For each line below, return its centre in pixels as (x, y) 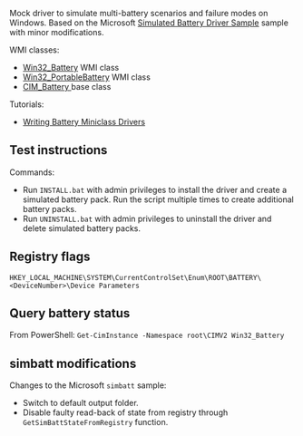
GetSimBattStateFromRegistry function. (95, 422)
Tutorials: (27, 104)
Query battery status (70, 313)
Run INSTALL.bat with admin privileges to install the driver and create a (155, 189)
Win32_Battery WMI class (71, 68)
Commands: (32, 172)
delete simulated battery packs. (82, 228)
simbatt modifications (73, 363)
